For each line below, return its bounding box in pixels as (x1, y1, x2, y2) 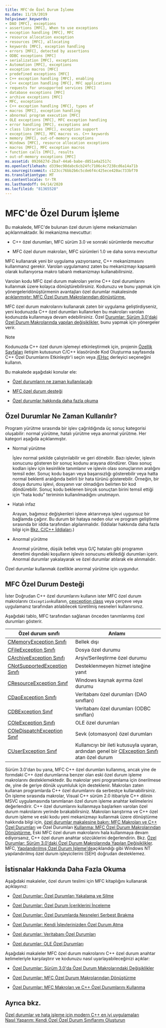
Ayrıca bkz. (5, 999, 41, 1007)
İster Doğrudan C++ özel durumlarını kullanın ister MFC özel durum (5, 593, 142, 599)
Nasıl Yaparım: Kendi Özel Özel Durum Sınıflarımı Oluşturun (5, 1017, 125, 1023)
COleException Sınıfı (7, 720, 55, 727)
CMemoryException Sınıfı (7, 639, 67, 645)
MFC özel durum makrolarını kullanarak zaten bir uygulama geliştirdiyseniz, (5, 303, 158, 309)
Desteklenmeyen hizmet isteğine (75, 663, 151, 670)
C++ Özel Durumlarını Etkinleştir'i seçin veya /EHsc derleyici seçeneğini (5, 354, 151, 360)
